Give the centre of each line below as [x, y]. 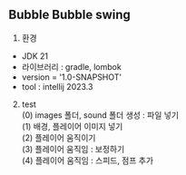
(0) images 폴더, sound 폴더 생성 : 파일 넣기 [100, 115]
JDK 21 [35, 56]
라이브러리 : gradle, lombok [71, 66]
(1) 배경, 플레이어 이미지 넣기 [72, 126]
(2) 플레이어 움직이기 [59, 137]
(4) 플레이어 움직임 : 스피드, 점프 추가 [88, 160]
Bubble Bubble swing [69, 15]
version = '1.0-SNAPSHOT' [72, 77]
